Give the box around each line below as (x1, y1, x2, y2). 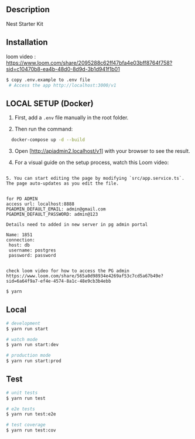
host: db (8, 242, 30, 249)
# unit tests (6, 390, 38, 396)
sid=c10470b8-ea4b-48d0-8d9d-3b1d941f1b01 (6, 65, 120, 72)
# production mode (6, 353, 51, 358)
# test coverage (6, 422, 46, 428)
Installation (6, 38, 48, 48)
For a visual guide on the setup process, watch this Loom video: (14, 159, 169, 166)
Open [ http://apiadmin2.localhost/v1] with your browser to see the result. (14, 148, 190, 155)
